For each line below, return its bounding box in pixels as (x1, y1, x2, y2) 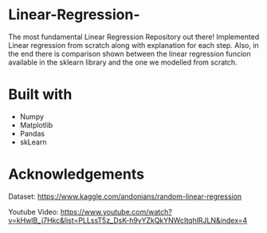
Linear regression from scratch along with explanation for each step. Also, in (8, 40, 259, 49)
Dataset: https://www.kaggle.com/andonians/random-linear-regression (8, 192, 242, 201)
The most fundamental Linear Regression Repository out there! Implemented (8, 32, 260, 41)
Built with (8, 85, 73, 104)
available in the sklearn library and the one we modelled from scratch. (8, 57, 238, 67)
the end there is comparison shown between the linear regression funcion (8, 49, 251, 58)
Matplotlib (19, 120, 53, 129)
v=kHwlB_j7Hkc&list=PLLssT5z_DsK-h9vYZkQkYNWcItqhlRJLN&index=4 (8, 215, 248, 225)
